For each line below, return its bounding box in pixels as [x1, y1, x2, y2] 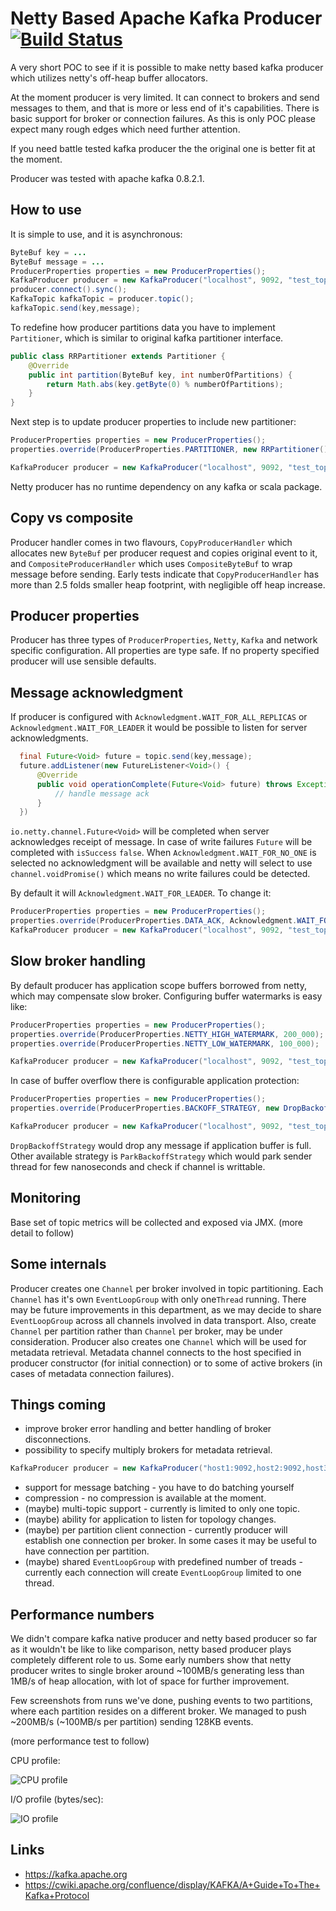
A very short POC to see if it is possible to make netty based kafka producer [10, 61, 324, 73]
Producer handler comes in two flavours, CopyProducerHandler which [10, 536, 293, 548]
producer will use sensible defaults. [10, 655, 157, 667]
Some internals [10, 1256, 107, 1273]
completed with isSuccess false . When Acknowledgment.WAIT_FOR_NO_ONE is [10, 847, 317, 859]
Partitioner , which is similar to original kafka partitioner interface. [10, 332, 284, 344]
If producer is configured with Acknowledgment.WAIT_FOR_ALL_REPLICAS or [10, 711, 308, 723]
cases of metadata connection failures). [10, 1367, 175, 1379]
